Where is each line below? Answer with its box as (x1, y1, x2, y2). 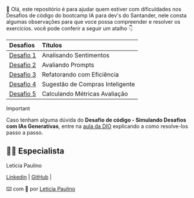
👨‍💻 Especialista (6, 146, 65, 157)
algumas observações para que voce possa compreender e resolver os (6, 18, 181, 25)
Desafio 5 (9, 90, 37, 98)
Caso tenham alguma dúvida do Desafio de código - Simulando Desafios (6, 116, 187, 123)
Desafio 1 (9, 51, 37, 59)
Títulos (42, 41, 62, 49)
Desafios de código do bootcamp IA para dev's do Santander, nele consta (6, 12, 187, 19)
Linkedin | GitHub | (6, 173, 52, 180)
